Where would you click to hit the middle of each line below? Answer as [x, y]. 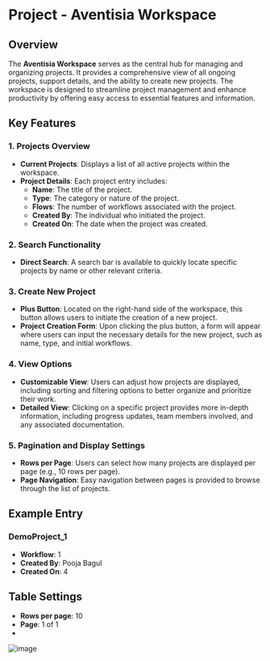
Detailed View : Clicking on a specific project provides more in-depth [134, 407]
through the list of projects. [65, 488]
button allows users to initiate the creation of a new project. [118, 318]
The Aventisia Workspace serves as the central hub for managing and [126, 64]
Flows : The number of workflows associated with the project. [134, 206]
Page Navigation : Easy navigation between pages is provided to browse [140, 480]
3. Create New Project [52, 291]
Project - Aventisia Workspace [112, 15]
